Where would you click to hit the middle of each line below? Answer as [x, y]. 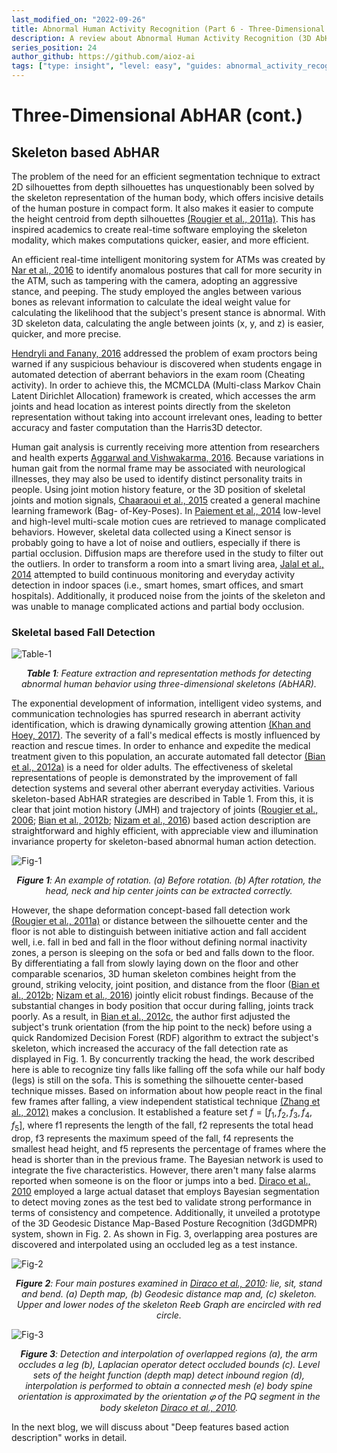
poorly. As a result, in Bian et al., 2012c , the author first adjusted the [151, 1017]
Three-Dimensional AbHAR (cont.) [157, 115]
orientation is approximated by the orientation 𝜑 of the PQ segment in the [169, 1396]
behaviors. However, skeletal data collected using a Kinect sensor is [151, 532]
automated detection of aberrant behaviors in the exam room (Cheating [158, 374]
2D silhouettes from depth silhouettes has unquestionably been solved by [163, 187]
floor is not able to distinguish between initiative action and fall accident [159, 932]
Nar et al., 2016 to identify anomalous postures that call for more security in [167, 270]
